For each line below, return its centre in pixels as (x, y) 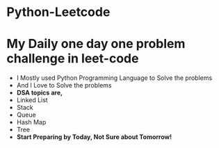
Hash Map (31, 122)
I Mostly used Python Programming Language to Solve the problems (114, 78)
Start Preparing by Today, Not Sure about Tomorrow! (94, 137)
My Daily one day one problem (96, 44)
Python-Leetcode (58, 12)
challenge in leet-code (73, 59)
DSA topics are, (40, 93)
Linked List (32, 100)
